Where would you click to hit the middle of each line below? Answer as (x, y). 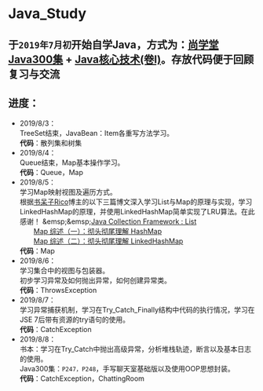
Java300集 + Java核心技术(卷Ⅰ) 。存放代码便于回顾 (131, 59)
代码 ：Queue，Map (51, 173)
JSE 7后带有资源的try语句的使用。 (74, 320)
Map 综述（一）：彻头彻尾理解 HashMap (98, 232)
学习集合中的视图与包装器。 (64, 271)
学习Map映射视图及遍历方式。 (68, 192)
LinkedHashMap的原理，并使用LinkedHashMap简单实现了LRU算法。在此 (137, 212)
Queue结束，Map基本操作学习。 (72, 163)
